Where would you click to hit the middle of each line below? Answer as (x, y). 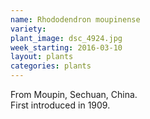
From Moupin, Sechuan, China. (74, 94)
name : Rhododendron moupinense (75, 19)
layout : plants (42, 57)
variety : (28, 29)
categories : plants (51, 66)
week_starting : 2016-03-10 (66, 47)
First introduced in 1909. (60, 105)
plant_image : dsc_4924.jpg (66, 38)
